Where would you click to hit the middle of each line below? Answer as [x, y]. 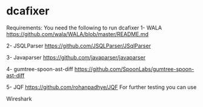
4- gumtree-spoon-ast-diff [40, 69]
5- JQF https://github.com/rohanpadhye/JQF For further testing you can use [101, 87]
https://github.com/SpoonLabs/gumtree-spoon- [135, 69]
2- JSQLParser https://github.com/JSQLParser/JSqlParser [79, 46]
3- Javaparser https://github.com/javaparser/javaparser [76, 57]
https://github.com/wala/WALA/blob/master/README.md [78, 34]
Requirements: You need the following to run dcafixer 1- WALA [84, 28]
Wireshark [19, 99]
